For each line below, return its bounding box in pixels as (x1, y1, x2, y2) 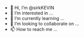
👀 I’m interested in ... (10, 10, 53, 16)
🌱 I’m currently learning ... (10, 15, 65, 21)
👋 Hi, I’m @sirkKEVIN (10, 5, 54, 10)
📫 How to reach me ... (10, 26, 58, 32)
